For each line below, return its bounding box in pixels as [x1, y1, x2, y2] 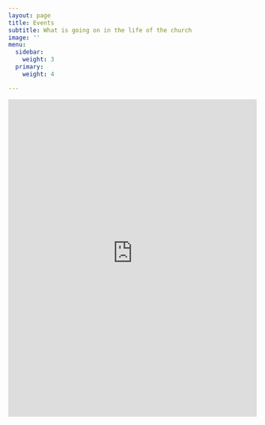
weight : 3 [22, 56, 55, 64]
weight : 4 [22, 70, 55, 78]
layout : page [8, 11, 51, 20]
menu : [8, 41, 26, 49]
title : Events [8, 19, 55, 27]
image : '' [8, 33, 41, 42]
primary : [15, 63, 44, 71]
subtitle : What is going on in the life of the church [8, 26, 192, 34]
